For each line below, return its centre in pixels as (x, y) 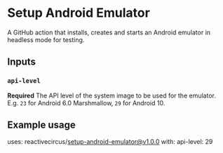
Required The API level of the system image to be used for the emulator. (111, 95)
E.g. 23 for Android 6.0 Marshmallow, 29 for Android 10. (86, 102)
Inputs (22, 62)
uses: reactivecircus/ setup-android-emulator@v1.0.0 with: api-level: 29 (110, 142)
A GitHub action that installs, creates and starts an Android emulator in (109, 32)
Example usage (41, 125)
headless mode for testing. (46, 39)
